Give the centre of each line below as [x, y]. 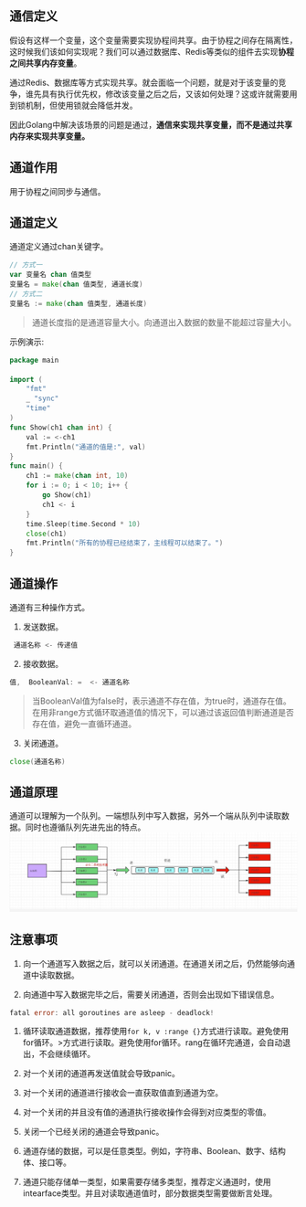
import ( [26, 379]
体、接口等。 [47, 1162]
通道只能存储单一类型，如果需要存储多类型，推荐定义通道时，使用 [147, 1182]
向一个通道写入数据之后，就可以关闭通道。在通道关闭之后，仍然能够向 [155, 963]
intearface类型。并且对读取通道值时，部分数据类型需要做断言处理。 [150, 1193]
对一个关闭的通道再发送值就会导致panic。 [101, 1074]
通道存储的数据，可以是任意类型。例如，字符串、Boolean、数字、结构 [154, 1151]
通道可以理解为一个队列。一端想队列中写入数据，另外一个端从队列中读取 [145, 816]
